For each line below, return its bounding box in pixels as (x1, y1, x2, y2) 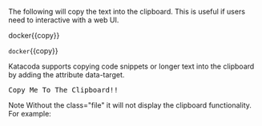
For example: (8, 109, 52, 118)
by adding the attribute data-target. (8, 70, 125, 79)
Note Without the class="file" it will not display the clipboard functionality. (8, 100, 252, 110)
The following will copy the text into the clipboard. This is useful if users (8, 7, 246, 16)
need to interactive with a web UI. (8, 15, 119, 25)
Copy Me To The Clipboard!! (8, 85, 119, 94)
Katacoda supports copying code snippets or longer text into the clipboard (8, 61, 255, 71)
